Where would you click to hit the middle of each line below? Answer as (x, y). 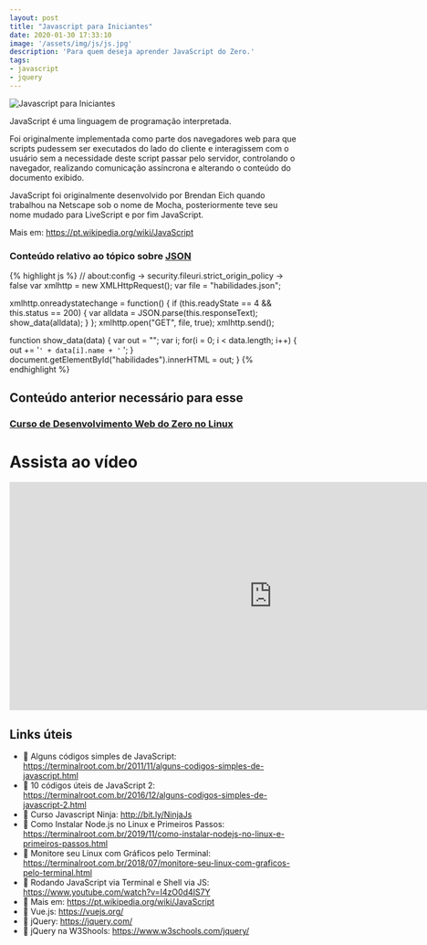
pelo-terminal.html (57, 873)
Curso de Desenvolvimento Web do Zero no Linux (122, 424)
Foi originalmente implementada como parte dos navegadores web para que (153, 139)
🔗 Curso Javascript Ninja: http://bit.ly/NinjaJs (107, 814)
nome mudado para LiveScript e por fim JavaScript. (106, 215)
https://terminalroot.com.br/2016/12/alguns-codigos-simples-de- (145, 795)
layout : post (34, 18)
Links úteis (41, 735)
